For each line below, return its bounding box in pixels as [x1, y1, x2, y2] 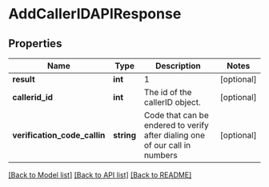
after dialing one [143, 129, 206, 141]
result [12, 74, 36, 85]
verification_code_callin [12, 129, 106, 141]
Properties [8, 37, 62, 50]
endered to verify [143, 120, 210, 130]
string [113, 129, 137, 141]
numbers [143, 149, 178, 161]
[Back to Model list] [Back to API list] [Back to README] [8, 170, 192, 180]
